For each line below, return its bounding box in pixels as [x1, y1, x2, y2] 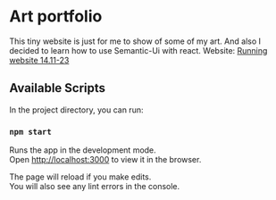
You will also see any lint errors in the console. [9, 181, 180, 192]
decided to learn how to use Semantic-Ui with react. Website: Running [9, 45, 268, 55]
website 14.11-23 [9, 54, 70, 65]
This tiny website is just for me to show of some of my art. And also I [9, 36, 262, 46]
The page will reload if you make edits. [9, 171, 152, 182]
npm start [9, 127, 52, 137]
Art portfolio [9, 6, 103, 27]
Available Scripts [9, 80, 105, 96]
